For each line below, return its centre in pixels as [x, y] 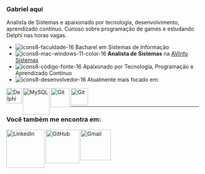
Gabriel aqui [25, 9]
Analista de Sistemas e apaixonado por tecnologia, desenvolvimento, [93, 23]
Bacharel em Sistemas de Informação [122, 47]
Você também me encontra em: [54, 120]
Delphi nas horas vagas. [37, 35]
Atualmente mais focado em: [124, 80]
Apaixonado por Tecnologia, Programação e [138, 67]
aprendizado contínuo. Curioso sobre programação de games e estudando [100, 29]
